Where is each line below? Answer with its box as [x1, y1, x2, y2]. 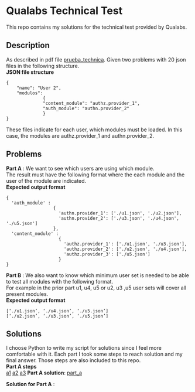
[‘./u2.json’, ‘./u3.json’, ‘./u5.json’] [6, 313, 109, 319]
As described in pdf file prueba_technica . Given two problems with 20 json [6, 56, 186, 63]
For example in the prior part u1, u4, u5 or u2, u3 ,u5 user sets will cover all [6, 284, 186, 291]
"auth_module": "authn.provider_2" [43, 105, 130, 111]
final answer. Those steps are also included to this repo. [6, 357, 141, 364]
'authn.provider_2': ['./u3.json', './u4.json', [58, 215, 180, 221]
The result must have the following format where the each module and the [6, 171, 185, 178]
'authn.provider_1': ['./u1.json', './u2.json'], [58, 210, 182, 216]
